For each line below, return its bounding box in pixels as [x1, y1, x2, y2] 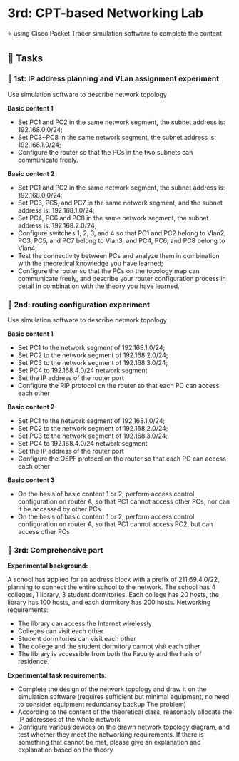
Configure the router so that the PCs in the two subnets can [17, 148, 193, 156]
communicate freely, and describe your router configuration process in [17, 274, 227, 282]
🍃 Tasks [7, 52, 44, 65]
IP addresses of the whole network [17, 715, 121, 724]
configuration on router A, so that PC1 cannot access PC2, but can [17, 519, 213, 528]
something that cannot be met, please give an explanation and [17, 738, 201, 747]
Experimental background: [7, 561, 88, 570]
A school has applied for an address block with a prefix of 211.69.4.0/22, [7, 576, 220, 584]
